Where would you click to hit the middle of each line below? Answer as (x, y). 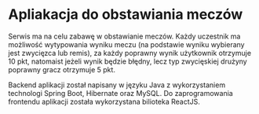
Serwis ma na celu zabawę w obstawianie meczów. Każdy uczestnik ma (124, 36)
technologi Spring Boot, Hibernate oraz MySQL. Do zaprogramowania (120, 93)
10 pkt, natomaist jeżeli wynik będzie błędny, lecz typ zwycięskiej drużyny (128, 61)
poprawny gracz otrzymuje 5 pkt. (62, 69)
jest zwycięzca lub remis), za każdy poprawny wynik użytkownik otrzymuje (130, 53)
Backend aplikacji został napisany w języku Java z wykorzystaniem (117, 85)
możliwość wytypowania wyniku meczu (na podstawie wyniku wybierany (126, 44)
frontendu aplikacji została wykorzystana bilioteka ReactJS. (104, 101)
